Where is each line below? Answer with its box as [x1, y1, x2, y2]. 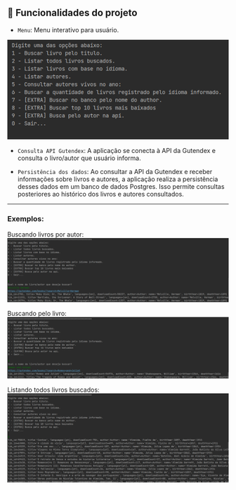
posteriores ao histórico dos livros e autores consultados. [17, 190, 184, 199]
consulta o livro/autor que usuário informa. [17, 154, 142, 162]
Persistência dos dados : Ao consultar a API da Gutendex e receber [17, 168, 213, 176]
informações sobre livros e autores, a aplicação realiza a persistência [17, 175, 218, 183]
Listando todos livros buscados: [7, 385, 100, 394]
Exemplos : [7, 214, 44, 224]
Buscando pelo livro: [7, 310, 67, 318]
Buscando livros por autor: [7, 230, 84, 239]
